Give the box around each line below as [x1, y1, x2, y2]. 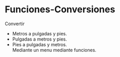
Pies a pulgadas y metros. [12, 41, 67, 47]
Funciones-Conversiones [5, 4, 115, 15]
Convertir [5, 21, 25, 27]
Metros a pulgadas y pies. [12, 30, 67, 36]
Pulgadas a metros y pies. [12, 36, 67, 42]
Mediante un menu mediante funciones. [12, 47, 97, 53]
